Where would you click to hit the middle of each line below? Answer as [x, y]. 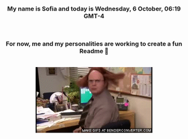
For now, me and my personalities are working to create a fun [94, 44]
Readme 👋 [94, 51]
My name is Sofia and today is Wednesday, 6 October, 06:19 [94, 9]
